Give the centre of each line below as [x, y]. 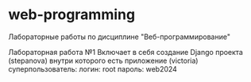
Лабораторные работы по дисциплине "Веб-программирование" [119, 37]
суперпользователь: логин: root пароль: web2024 [93, 68]
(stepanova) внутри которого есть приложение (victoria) [103, 61]
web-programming [72, 15]
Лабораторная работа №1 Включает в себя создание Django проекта [126, 52]
